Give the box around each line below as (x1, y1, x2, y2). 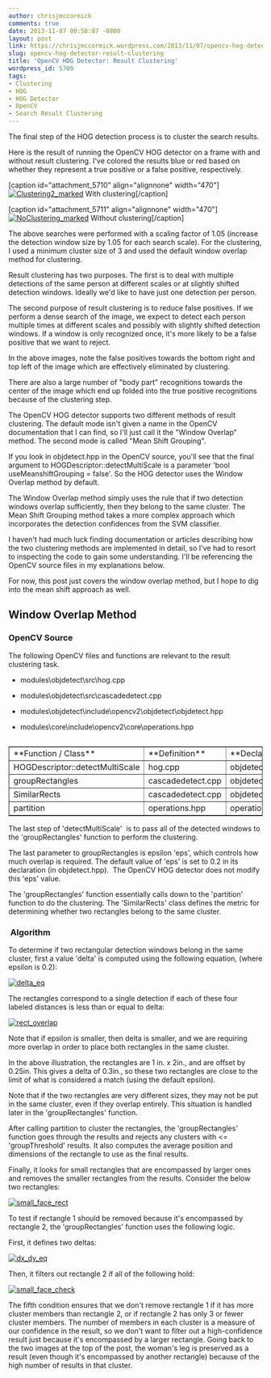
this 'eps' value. (8, 873, 61, 883)
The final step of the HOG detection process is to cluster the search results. (8, 132, 260, 142)
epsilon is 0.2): (8, 962, 58, 971)
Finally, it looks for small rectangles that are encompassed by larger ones (8, 1165, 252, 1174)
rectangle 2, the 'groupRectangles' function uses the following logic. (8, 1222, 236, 1232)
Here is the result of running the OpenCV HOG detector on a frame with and (8, 147, 261, 157)
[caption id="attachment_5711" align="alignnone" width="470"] (8, 205, 218, 214)
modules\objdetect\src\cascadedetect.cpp (19, 691, 162, 700)
